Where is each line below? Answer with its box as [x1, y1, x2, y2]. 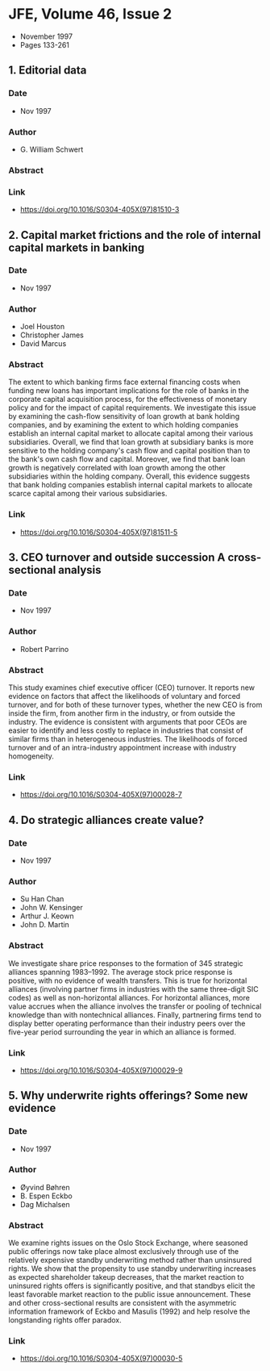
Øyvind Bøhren [19, 1182, 70, 1192]
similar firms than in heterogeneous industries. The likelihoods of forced [8, 734, 247, 743]
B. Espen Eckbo [19, 1191, 73, 1201]
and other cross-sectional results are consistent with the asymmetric [8, 1298, 237, 1308]
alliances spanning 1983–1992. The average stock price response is [8, 967, 233, 976]
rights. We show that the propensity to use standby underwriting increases [8, 1264, 256, 1273]
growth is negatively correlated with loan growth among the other [8, 463, 226, 473]
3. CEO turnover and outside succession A [8, 550, 226, 565]
